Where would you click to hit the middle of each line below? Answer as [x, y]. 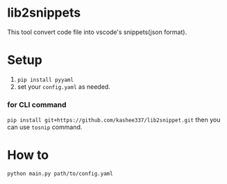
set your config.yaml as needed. [64, 86]
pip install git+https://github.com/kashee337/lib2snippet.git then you [114, 120]
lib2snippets [44, 13]
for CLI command [37, 104]
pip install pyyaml [45, 80]
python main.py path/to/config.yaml [60, 174]
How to [28, 155]
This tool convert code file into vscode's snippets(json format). [97, 32]
